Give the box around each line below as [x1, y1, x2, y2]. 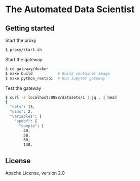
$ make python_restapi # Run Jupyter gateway [5, 75, 106, 81]
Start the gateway [5, 56, 43, 62]
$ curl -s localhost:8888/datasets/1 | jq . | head [5, 95, 117, 100]
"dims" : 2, [10, 109, 33, 114]
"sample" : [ [18, 123, 44, 128]
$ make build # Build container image [5, 71, 110, 76]
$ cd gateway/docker [5, 66, 49, 71]
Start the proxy [5, 37, 37, 43]
